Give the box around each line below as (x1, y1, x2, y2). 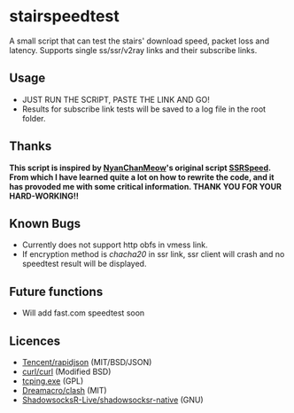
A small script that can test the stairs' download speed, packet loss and (9, 35, 270, 46)
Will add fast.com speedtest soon (21, 308, 145, 318)
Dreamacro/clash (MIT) (21, 386, 108, 395)
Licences (9, 333, 61, 348)
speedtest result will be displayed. (21, 259, 147, 269)
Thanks (9, 139, 52, 154)
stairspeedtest (9, 6, 120, 27)
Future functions (9, 284, 104, 299)
